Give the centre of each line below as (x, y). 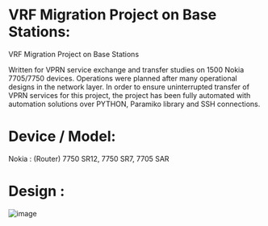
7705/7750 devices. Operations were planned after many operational (123, 78)
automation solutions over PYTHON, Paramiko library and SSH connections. (134, 104)
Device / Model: (62, 136)
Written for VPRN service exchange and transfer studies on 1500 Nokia (126, 69)
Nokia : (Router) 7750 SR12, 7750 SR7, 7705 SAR (89, 158)
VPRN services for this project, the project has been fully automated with (130, 95)
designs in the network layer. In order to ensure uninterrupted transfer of (129, 87)
